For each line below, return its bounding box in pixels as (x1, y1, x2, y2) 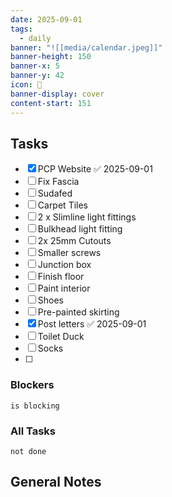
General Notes (10, 474, 102, 491)
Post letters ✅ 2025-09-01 (37, 318, 147, 330)
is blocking (10, 401, 60, 411)
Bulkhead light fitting (37, 223, 123, 235)
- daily (19, 33, 52, 43)
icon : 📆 (10, 80, 43, 90)
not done (10, 446, 47, 456)
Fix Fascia (37, 176, 80, 188)
